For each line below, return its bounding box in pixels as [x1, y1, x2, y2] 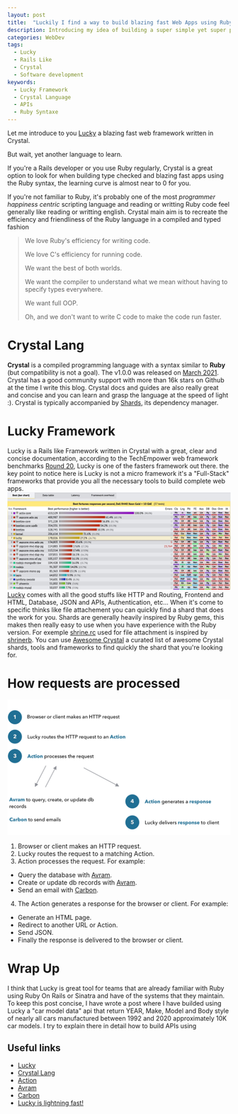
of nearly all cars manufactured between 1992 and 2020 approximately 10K [7, 1013, 227, 1023]
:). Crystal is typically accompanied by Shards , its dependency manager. [7, 398, 219, 407]
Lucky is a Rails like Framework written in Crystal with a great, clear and [7, 446, 217, 455]
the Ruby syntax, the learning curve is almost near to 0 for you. [7, 179, 191, 187]
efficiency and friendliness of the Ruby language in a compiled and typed [7, 215, 221, 223]
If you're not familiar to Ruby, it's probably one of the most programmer [7, 193, 216, 201]
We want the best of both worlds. [24, 264, 123, 272]
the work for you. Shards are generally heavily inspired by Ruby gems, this [7, 613, 225, 621]
